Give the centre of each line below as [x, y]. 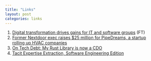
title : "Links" [20, 10]
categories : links [24, 19]
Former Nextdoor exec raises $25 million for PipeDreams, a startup [79, 38]
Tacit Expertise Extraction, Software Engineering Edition [68, 53]
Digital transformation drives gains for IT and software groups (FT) [78, 33]
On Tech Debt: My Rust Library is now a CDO [57, 48]
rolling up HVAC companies [39, 43]
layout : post [18, 14]
